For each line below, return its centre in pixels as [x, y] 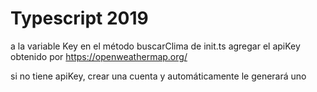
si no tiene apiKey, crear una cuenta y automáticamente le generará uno [158, 76]
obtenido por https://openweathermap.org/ [99, 56]
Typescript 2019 [79, 18]
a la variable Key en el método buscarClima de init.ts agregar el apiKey [155, 46]
